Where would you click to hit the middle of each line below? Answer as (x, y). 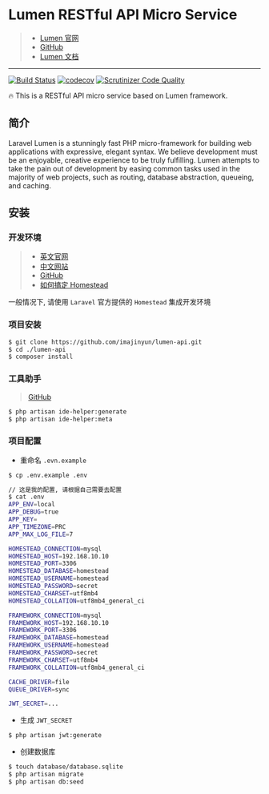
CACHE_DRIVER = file (39, 682)
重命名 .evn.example (53, 460)
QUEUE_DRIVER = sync (39, 689)
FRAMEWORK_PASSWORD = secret (53, 653)
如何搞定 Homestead (74, 285)
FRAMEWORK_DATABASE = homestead (59, 638)
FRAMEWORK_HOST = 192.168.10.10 (59, 623)
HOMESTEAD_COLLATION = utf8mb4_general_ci (77, 601)
